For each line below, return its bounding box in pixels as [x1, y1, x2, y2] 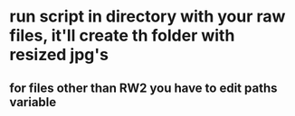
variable [9, 94, 57, 110]
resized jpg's [9, 45, 109, 65]
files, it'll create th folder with [9, 25, 235, 46]
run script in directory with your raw [9, 6, 286, 27]
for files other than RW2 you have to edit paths [9, 80, 278, 95]
